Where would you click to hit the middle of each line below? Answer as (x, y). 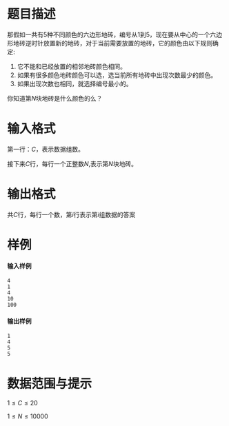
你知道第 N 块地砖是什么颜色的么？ (55, 98)
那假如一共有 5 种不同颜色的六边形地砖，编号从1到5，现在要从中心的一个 (109, 34)
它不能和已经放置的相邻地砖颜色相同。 (71, 66)
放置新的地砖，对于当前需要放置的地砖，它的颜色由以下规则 (128, 43)
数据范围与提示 (50, 384)
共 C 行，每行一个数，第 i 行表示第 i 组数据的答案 (71, 214)
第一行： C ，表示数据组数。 (46, 149)
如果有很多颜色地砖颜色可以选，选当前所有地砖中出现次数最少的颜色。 (117, 75)
